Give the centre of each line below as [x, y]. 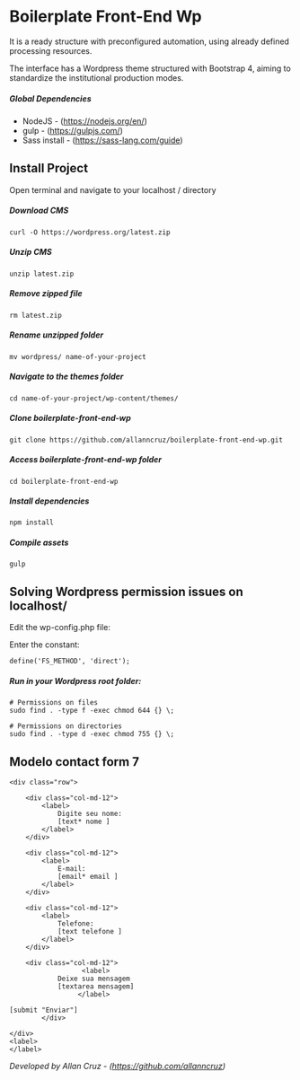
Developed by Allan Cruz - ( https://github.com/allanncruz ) [118, 1067]
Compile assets [39, 543]
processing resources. [51, 50]
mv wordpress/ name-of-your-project [78, 356]
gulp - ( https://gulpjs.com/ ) [73, 130]
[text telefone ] [90, 932]
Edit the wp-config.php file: [60, 628]
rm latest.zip [36, 315]
